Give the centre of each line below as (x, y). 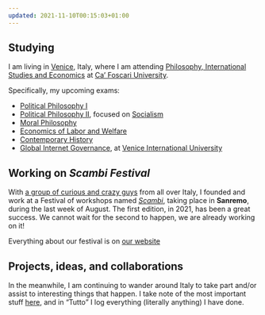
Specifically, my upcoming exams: (64, 90)
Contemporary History (56, 140)
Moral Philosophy (48, 123)
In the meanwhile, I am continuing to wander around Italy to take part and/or (132, 286)
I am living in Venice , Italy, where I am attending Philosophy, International (127, 67)
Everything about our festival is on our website (84, 241)
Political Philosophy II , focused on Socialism (92, 114)
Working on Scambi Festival (79, 173)
